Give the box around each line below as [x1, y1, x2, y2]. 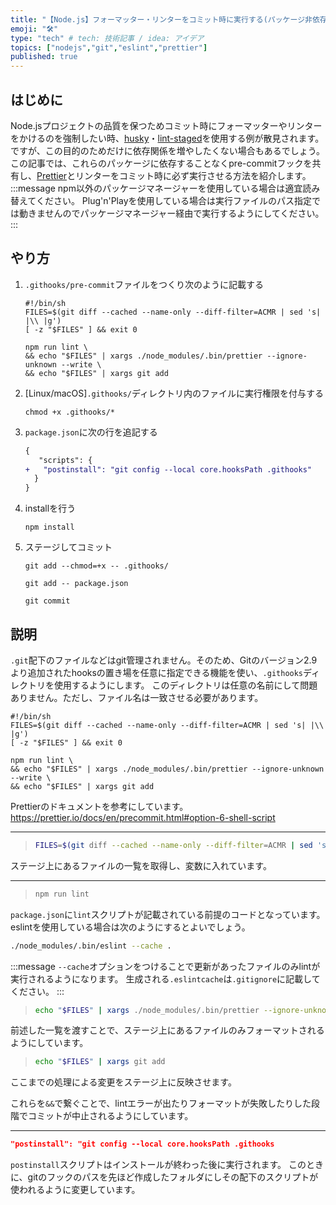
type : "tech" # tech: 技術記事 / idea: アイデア [10, 33, 205, 43]
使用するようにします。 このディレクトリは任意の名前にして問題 [53, 679, 318, 691]
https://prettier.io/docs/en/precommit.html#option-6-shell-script [10, 811, 276, 823]
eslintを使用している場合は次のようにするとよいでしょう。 [10, 921, 251, 933]
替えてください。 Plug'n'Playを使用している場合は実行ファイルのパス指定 [10, 194, 313, 206]
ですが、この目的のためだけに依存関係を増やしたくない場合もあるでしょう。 [10, 144, 325, 156]
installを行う [24, 502, 77, 515]
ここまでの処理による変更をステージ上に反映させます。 [10, 1076, 237, 1088]
